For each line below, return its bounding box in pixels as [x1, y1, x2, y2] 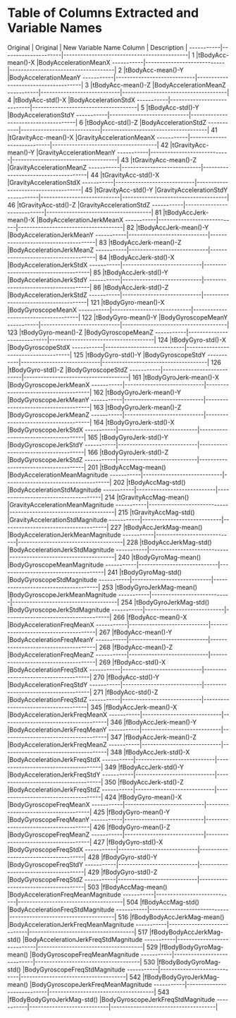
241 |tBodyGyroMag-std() [107, 568, 182, 576]
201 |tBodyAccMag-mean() [87, 463, 167, 471]
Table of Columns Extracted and [7, 5, 199, 21]
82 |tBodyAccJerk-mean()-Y [126, 223, 209, 231]
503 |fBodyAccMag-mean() [87, 883, 168, 891]
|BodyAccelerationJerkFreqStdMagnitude [22, 935, 143, 943]
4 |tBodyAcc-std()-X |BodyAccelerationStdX [7, 95, 136, 104]
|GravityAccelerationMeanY [36, 148, 116, 157]
